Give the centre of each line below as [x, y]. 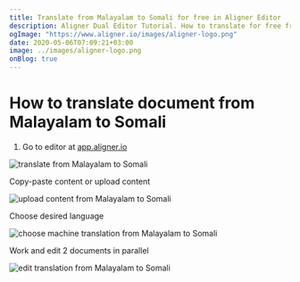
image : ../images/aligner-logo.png [75, 51]
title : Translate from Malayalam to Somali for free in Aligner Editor [145, 17]
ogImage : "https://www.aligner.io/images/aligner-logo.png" [124, 34]
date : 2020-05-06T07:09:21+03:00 [71, 42]
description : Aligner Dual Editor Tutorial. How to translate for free [145, 26]
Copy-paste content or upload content [80, 181]
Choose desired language [57, 216]
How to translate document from [132, 103]
